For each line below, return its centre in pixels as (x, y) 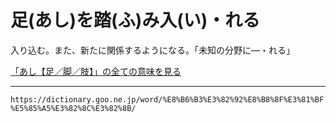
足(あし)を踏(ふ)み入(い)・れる (135, 20)
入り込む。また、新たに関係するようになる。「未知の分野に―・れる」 (152, 50)
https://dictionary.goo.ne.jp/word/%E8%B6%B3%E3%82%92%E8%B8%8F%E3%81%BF (167, 99)
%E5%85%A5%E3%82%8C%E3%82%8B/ (73, 108)
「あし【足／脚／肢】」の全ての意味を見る (96, 71)
